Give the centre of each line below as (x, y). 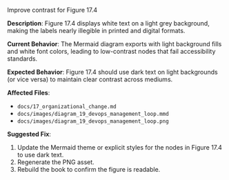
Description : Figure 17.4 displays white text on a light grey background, (109, 23)
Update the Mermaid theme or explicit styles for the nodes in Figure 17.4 (120, 147)
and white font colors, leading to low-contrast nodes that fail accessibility (111, 51)
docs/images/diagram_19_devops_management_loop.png (93, 121)
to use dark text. (40, 155)
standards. (22, 59)
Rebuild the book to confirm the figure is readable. (89, 169)
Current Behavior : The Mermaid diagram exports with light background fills (114, 44)
